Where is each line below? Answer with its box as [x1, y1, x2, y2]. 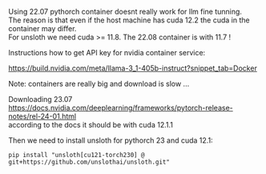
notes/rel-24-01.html [8, 111, 77, 121]
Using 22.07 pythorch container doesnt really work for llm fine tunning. [8, 7, 243, 16]
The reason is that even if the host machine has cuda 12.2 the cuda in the [8, 15, 250, 25]
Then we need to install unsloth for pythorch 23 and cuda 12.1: [8, 136, 214, 145]
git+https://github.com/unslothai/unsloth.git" [8, 158, 171, 166]
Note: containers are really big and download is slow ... [8, 79, 190, 88]
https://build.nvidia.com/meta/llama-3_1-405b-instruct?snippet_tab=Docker [8, 63, 258, 73]
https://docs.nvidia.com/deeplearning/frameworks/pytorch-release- [8, 103, 234, 112]
